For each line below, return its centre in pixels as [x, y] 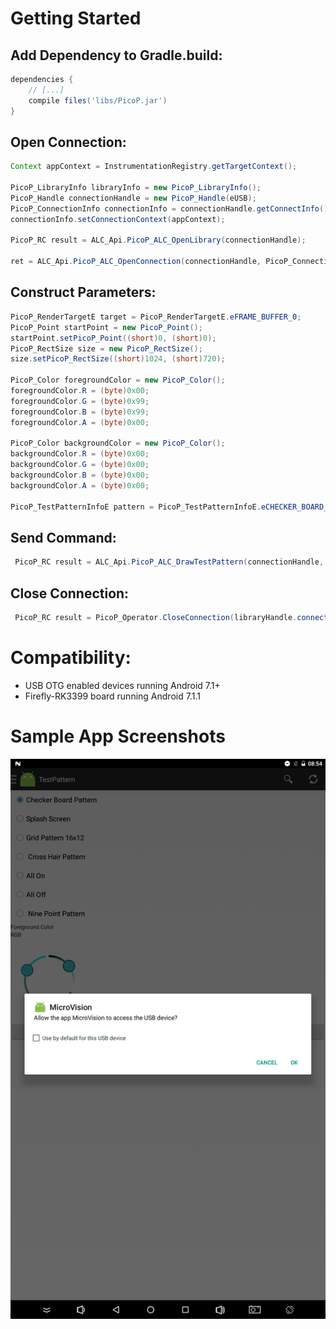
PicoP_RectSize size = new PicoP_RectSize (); [106, 348]
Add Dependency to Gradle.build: [116, 55]
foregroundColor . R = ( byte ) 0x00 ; [80, 391]
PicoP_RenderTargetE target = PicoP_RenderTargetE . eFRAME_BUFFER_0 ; [156, 317]
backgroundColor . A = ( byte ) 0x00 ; [80, 485]
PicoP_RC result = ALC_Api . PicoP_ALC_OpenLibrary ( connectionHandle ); [158, 240]
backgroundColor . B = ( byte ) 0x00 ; [80, 475]
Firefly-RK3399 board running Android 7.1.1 [112, 696]
